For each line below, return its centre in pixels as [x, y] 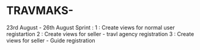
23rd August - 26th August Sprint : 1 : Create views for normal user [91, 27]
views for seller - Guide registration [51, 40]
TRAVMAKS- [40, 11]
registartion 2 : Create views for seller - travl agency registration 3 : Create [100, 34]
